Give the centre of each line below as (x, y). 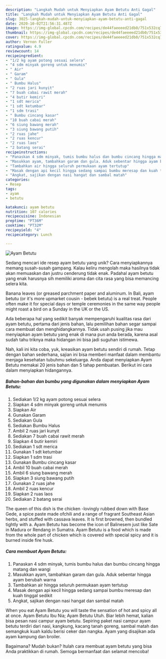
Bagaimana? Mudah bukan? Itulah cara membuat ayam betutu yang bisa (79, 646)
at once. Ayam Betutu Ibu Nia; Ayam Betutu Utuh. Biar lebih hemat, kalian (80, 615)
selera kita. (17, 284)
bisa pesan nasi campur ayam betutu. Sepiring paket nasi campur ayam (78, 620)
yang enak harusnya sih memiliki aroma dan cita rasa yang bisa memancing (82, 278)
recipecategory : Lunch (29, 235)
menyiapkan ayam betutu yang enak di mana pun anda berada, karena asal (82, 334)
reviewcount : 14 (22, 51)
